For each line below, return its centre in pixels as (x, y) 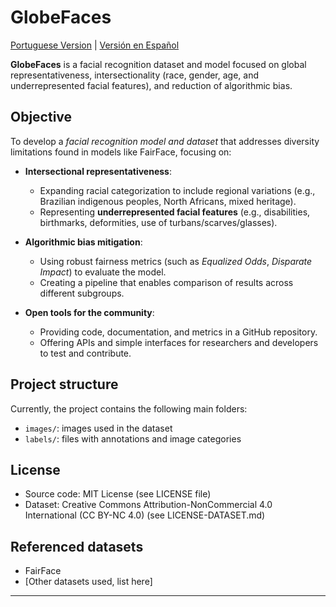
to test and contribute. (85, 353)
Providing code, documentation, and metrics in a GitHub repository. (178, 332)
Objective (41, 117)
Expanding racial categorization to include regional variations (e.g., (177, 190)
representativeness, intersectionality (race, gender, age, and (135, 75)
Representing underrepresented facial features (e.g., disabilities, (175, 212)
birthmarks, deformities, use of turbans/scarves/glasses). (158, 222)
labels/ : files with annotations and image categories (133, 438)
